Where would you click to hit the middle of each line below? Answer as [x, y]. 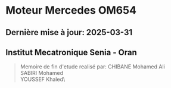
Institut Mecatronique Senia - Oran [71, 52]
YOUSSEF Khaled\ [43, 79]
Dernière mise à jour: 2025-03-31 [69, 32]
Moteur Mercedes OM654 [71, 10]
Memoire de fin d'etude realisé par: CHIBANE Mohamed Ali [92, 67]
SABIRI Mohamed [42, 73]
